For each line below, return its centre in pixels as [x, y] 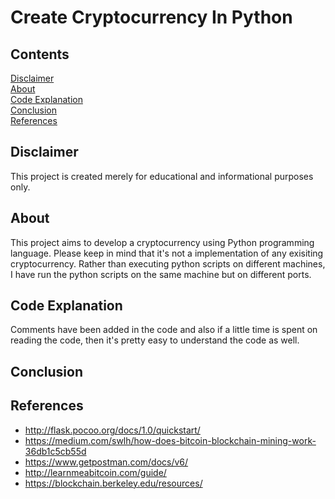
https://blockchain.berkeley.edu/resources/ [113, 483]
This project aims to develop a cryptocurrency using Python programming [162, 242]
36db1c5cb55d [55, 451]
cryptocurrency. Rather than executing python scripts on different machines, [168, 263]
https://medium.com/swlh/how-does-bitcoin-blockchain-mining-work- [170, 440]
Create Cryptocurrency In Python [151, 17]
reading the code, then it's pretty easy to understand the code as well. [155, 340]
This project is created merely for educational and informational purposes [162, 176]
